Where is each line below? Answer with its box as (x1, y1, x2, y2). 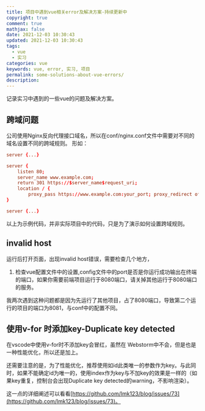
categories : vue (6, 60, 48, 66)
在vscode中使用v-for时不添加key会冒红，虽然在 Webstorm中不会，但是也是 (6, 341, 196, 349)
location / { (17, 186, 51, 192)
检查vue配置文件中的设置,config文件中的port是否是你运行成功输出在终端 (15, 268, 197, 276)
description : (6, 77, 40, 83)
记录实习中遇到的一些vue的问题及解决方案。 (6, 95, 118, 102)
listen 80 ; (17, 168, 45, 175)
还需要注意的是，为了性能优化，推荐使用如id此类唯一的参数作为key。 (6, 362, 181, 369)
